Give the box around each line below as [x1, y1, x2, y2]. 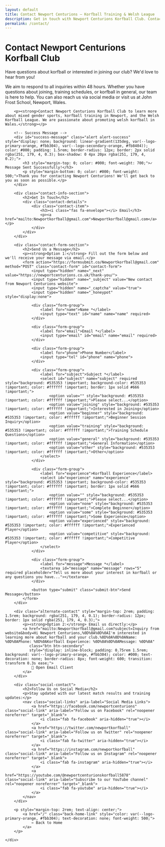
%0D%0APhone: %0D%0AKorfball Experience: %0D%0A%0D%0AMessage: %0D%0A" [5, 639, 155, 644]
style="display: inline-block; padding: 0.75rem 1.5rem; [29, 648, 148, 653]
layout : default [5, 7, 38, 12]
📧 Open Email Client [31, 665, 74, 670]
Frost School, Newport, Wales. [5, 100, 67, 105]
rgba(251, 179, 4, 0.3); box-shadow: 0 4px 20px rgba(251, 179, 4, [5, 152, 146, 157]
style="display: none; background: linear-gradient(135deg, [5, 139, 131, 144]
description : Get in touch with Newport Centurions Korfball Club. [5, 16, 146, 21]
